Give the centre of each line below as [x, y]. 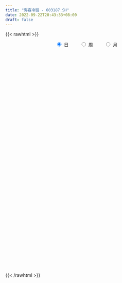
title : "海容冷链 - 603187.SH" [37, 10]
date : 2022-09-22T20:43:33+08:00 [41, 15]
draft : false [19, 20]
